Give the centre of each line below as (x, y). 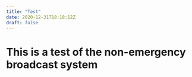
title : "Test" (24, 12)
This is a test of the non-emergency (96, 52)
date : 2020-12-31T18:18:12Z (41, 17)
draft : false (22, 23)
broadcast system (52, 64)
